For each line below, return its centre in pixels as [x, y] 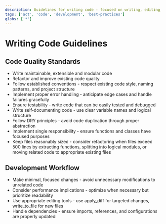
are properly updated [34, 217]
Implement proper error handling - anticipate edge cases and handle [82, 94]
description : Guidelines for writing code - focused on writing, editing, [84, 10]
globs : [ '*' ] [19, 19]
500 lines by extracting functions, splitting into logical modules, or [80, 147]
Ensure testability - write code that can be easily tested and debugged [84, 105]
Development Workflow [42, 168]
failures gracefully [31, 100]
